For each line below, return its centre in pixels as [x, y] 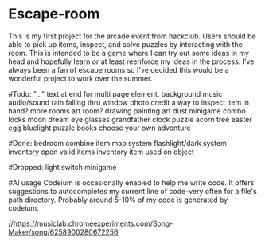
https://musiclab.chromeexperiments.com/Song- [93, 223]
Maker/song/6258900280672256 [63, 231]
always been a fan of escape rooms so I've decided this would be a [119, 69]
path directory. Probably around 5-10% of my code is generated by [118, 200]
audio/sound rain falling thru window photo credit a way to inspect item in [129, 102]
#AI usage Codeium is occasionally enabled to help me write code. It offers [131, 182]
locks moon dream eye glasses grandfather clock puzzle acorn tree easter [130, 119]
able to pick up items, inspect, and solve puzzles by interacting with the [125, 44]
